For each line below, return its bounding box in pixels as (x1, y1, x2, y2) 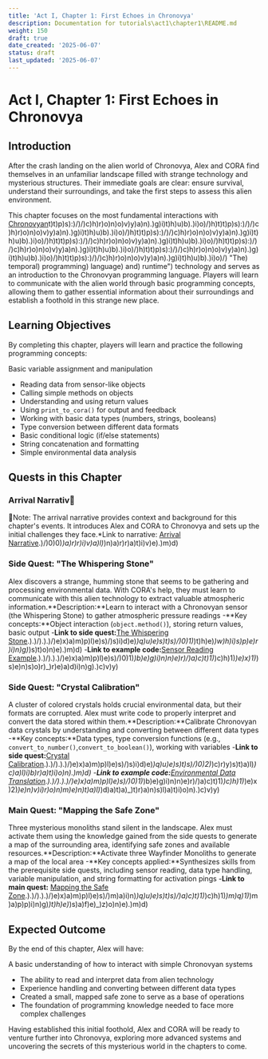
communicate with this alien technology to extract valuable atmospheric (8, 593, 245, 603)
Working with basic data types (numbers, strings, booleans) (19, 413, 217, 423)
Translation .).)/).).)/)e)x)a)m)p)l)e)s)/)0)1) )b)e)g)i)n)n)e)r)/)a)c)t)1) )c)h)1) (8, 776, 245, 785)
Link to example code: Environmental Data (96, 768, 236, 777)
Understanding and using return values (19, 396, 149, 406)
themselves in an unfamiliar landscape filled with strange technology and (8, 169, 249, 179)
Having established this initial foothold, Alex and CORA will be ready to (8, 1025, 240, 1034)
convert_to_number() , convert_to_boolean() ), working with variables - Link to (8, 742, 258, 752)
